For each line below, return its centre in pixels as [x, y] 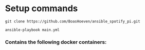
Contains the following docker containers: [56, 42]
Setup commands [41, 8]
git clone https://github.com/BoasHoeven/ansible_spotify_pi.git [72, 21]
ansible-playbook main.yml [32, 30]
